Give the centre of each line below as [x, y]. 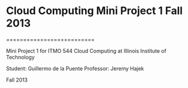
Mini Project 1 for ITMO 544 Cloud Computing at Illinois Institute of [86, 50]
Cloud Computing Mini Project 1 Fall [95, 11]
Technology [21, 57]
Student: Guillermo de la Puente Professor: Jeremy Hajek [75, 68]
